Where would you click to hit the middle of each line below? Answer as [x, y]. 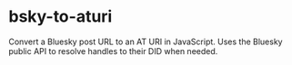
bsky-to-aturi [60, 17]
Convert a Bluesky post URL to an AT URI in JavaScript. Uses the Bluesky [146, 42]
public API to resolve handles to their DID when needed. [113, 51]
